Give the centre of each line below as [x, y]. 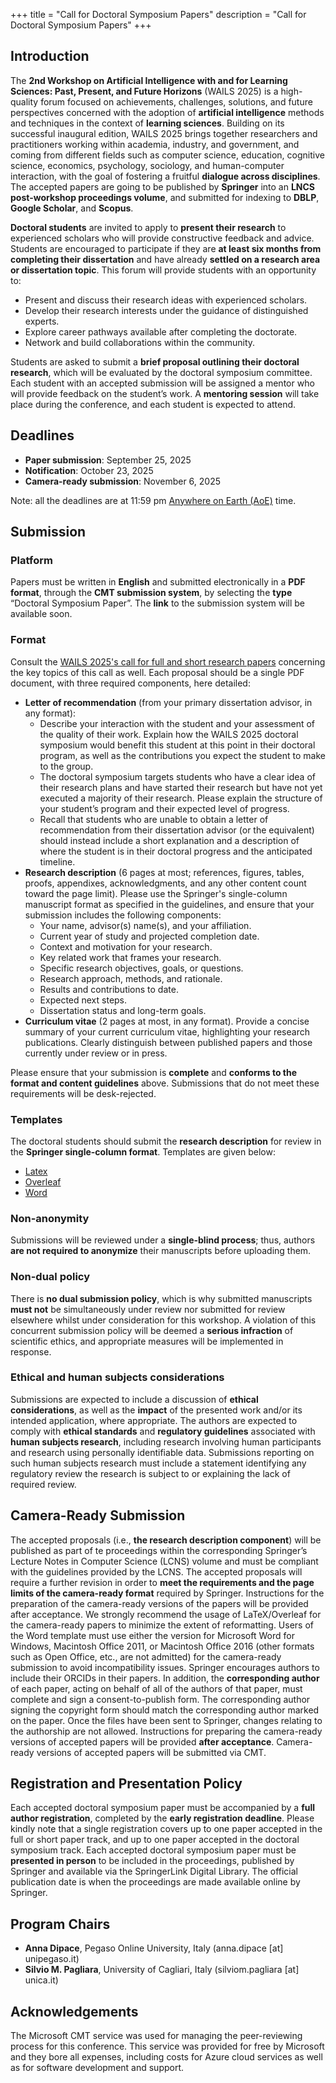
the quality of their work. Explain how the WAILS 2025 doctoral [169, 734]
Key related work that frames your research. [130, 957]
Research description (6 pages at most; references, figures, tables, [164, 872]
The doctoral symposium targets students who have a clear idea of [177, 776]
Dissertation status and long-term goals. [123, 1010]
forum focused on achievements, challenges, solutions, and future [176, 101]
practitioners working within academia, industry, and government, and [155, 144]
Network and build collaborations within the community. [140, 342]
